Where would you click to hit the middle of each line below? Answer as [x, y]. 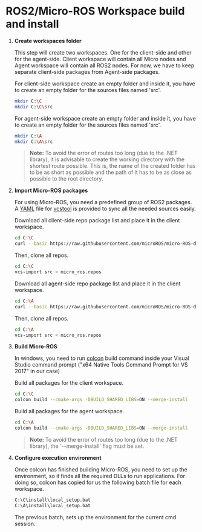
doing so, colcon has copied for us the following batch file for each [98, 482]
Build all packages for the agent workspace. [69, 411]
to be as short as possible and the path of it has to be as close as [110, 172]
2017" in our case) [37, 371]
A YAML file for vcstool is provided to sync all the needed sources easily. [105, 209]
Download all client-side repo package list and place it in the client [97, 221]
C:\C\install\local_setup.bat [53, 500]
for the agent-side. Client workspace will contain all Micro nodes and [100, 59]
